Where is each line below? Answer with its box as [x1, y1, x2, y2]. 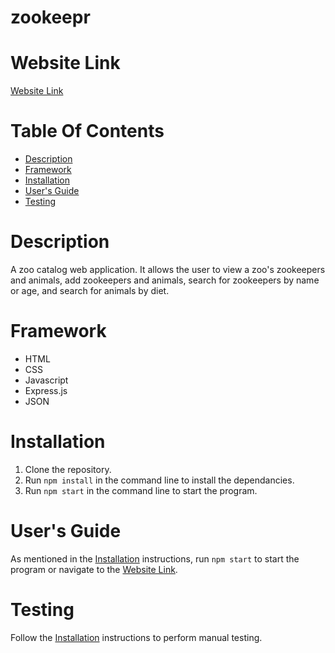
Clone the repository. [24, 463, 112, 475]
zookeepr [10, 6, 91, 29]
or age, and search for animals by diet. [10, 285, 170, 296]
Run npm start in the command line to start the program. [24, 484, 258, 496]
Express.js [24, 384, 68, 396]
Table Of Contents [10, 120, 165, 143]
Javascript [24, 374, 69, 386]
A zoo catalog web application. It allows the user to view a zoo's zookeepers [10, 264, 326, 275]
